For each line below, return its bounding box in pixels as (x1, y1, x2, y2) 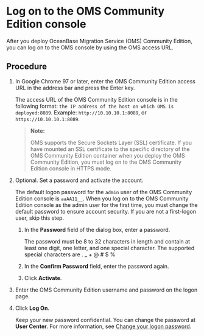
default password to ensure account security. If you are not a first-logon (15, 208, 197, 215)
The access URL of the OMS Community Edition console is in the (15, 96, 178, 103)
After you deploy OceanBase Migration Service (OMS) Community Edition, (6, 37, 193, 44)
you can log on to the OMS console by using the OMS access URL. (6, 44, 174, 51)
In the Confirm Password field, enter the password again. (24, 262, 169, 270)
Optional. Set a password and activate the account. (15, 177, 144, 184)
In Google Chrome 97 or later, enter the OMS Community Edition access (15, 77, 196, 85)
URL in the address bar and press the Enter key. (15, 84, 135, 91)
